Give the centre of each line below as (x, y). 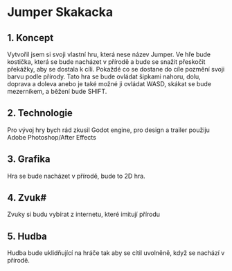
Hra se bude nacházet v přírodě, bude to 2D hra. (76, 176)
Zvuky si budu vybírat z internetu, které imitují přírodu (84, 214)
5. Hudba (27, 236)
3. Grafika (29, 159)
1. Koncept (30, 38)
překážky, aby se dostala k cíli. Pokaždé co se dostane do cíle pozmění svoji (116, 69)
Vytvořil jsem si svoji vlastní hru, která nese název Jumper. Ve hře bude (109, 54)
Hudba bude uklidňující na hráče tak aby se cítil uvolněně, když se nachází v (116, 253)
